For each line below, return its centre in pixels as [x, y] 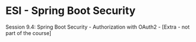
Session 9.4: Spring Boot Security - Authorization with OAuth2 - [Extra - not [98, 27]
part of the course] [28, 33]
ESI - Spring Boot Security [71, 11]
